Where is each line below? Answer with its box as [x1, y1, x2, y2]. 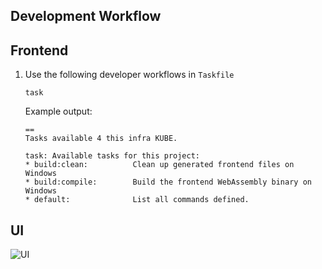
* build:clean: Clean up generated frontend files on [24, 160, 295, 170]
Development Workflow [10, 8, 162, 25]
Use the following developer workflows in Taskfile [24, 69, 235, 81]
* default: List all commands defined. [24, 195, 250, 205]
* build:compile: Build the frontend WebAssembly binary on [24, 177, 312, 188]
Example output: [24, 105, 93, 118]
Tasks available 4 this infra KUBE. [24, 134, 178, 144]
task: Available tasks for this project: [24, 151, 200, 161]
